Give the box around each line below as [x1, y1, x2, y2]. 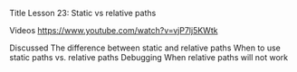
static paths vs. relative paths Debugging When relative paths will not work [9, 52, 288, 62]
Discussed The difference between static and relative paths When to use [9, 42, 281, 53]
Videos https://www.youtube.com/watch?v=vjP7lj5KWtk [9, 25, 218, 35]
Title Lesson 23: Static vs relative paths [9, 8, 157, 18]
